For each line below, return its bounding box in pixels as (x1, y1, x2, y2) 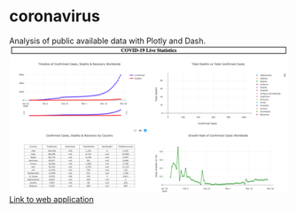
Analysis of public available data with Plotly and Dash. (9, 35, 207, 46)
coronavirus (9, 6, 100, 27)
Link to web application (9, 194, 95, 204)
